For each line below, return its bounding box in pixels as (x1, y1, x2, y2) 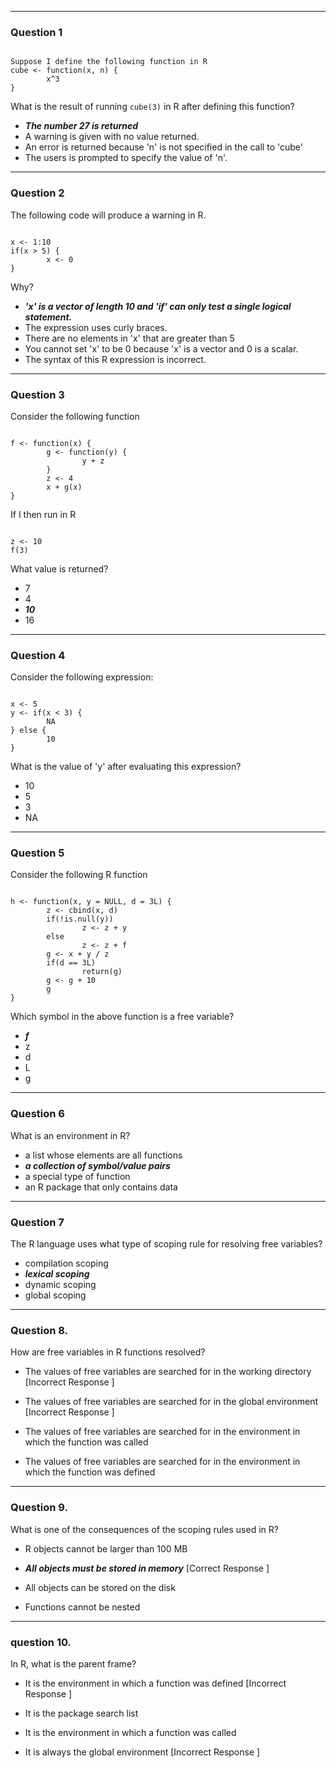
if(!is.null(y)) (46, 914, 114, 925)
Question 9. (10, 1501, 68, 1515)
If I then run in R (10, 508, 77, 520)
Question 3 (10, 387, 65, 401)
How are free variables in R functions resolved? (10, 1346, 206, 1358)
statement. (24, 311, 73, 323)
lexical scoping (24, 1268, 90, 1280)
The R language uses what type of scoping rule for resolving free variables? (10, 1238, 323, 1250)
